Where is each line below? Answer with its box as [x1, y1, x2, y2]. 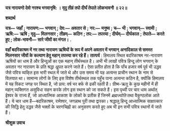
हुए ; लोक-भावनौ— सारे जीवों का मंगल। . [5, 37, 72, 43]
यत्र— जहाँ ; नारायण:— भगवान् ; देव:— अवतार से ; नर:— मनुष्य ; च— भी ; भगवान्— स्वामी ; [5, 25, 157, 31]
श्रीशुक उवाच [5, 120, 25, 125]
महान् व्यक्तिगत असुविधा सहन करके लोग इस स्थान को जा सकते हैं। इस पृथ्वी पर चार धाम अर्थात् [5, 87, 158, 92]
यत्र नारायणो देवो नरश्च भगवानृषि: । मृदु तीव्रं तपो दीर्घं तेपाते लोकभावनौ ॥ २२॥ [5, 5, 127, 11]
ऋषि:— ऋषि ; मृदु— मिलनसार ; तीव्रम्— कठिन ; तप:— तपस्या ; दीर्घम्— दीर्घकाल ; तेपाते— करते [5, 31, 165, 37]
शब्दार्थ [5, 15, 16, 21]
